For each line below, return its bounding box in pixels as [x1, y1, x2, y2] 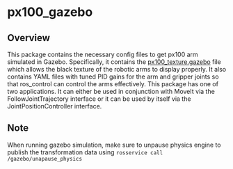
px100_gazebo [7, 4, 93, 20]
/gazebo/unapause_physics [7, 155, 82, 162]
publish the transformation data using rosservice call [7, 147, 163, 156]
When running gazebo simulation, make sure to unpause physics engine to [7, 140, 221, 149]
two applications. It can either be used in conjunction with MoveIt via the [7, 88, 216, 95]
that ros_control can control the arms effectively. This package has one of [7, 80, 219, 88]
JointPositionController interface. [7, 102, 102, 110]
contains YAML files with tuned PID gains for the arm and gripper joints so [7, 72, 219, 81]
